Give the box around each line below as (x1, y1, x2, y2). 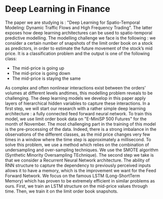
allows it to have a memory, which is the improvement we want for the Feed (5, 167, 157, 173)
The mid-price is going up (12, 65, 65, 71)
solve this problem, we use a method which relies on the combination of (5, 142, 149, 147)
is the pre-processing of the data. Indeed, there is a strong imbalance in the (5, 126, 157, 132)
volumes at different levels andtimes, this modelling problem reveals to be (5, 90, 153, 96)
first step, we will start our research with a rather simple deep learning (5, 106, 146, 111)
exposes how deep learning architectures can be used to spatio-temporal (5, 30, 152, 36)
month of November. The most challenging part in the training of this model (5, 121, 156, 127)
